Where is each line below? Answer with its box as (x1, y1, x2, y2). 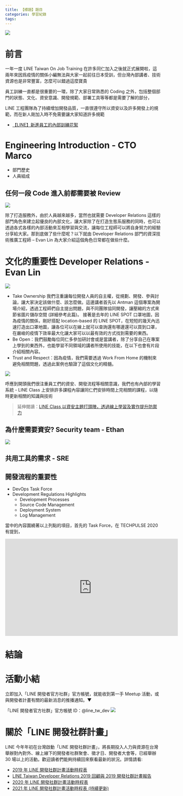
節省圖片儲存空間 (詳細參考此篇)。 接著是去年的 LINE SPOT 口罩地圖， (12, 312, 155, 318)
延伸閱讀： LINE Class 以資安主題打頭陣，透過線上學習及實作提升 (17, 403, 149, 409)
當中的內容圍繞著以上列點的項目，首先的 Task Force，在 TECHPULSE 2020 (5, 522, 158, 528)
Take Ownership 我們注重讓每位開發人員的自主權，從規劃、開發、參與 (12, 293, 155, 299)
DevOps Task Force (12, 486, 53, 492)
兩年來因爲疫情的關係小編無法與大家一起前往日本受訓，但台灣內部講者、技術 (5, 72, 161, 78)
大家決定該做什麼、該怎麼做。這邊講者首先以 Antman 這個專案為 (25, 299, 156, 305)
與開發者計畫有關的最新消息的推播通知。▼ (5, 697, 92, 703)
